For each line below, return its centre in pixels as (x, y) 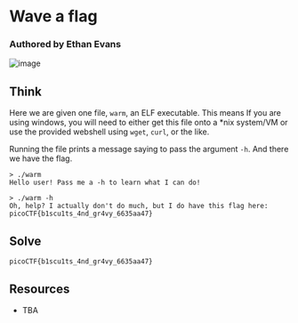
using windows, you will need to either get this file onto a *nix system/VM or (149, 123)
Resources (40, 289)
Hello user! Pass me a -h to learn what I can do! (105, 183)
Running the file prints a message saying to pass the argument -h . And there (149, 149)
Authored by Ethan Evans (65, 44)
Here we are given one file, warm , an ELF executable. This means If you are (145, 113)
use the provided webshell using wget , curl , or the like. (109, 132)
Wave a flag (53, 16)
